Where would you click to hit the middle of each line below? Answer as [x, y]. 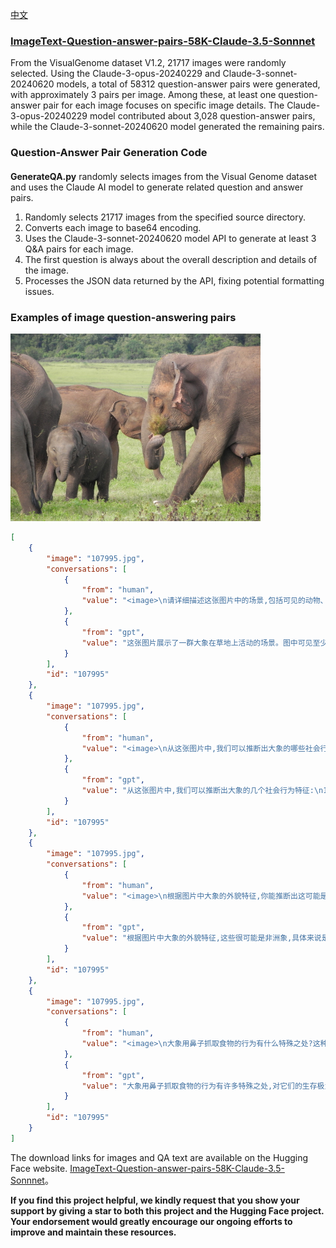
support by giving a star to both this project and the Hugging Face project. [167, 1210]
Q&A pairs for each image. [79, 249]
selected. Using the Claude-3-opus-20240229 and [115, 74]
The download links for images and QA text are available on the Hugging [159, 1157]
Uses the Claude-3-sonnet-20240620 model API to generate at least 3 [170, 238]
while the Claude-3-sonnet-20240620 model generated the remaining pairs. [167, 127]
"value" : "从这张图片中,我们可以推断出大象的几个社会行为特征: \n [202, 791]
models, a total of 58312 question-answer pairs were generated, [188, 84]
